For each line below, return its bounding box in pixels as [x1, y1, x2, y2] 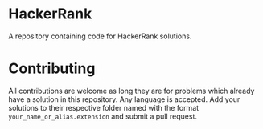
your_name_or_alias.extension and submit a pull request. [8, 111, 198, 121]
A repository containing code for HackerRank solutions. [8, 31, 192, 41]
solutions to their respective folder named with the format [8, 103, 199, 112]
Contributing [8, 59, 96, 78]
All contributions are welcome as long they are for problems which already [8, 86, 255, 95]
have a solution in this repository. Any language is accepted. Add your [8, 94, 240, 104]
